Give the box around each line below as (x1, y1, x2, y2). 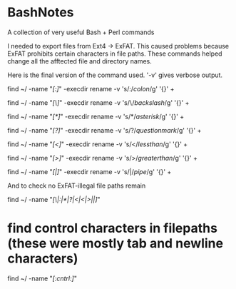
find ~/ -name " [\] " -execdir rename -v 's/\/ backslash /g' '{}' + (7, 98, 190, 107)
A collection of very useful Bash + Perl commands (7, 28, 155, 36)
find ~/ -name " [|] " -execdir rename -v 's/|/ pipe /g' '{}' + (7, 167, 172, 176)
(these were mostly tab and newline (7, 235, 223, 252)
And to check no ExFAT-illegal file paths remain (7, 181, 146, 190)
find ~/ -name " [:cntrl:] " (7, 274, 77, 283)
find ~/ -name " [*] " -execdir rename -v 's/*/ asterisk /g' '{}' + (7, 112, 185, 121)
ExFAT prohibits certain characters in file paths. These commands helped (7, 49, 222, 58)
